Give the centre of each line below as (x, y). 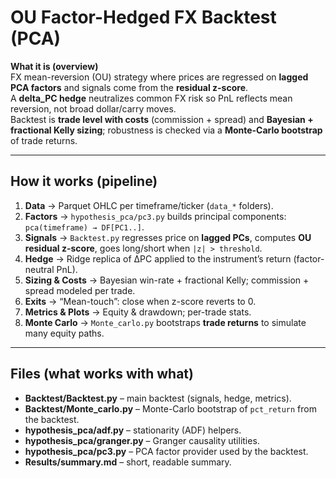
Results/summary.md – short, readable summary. (128, 462)
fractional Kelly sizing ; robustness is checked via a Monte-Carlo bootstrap (166, 130)
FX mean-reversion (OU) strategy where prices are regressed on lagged (159, 77)
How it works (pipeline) (84, 181)
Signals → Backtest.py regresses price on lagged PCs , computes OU (168, 237)
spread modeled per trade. (80, 290)
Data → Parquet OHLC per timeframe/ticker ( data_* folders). (149, 205)
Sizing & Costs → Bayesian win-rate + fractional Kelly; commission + (167, 280)
